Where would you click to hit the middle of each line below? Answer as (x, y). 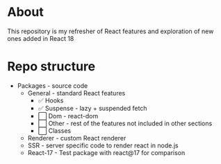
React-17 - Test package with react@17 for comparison (106, 152)
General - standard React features (76, 93)
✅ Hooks (51, 100)
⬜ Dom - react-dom (68, 116)
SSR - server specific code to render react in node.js (103, 145)
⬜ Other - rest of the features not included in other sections (125, 123)
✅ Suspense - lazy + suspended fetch (92, 108)
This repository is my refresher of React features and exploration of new (110, 31)
